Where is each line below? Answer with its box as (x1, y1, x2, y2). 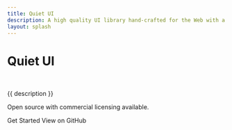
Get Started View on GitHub (7, 116, 87, 125)
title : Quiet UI (7, 10, 54, 17)
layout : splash (7, 23, 51, 30)
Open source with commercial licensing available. (7, 103, 149, 111)
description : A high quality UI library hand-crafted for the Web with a (7, 17, 226, 24)
